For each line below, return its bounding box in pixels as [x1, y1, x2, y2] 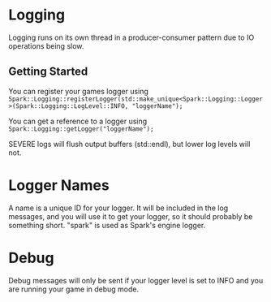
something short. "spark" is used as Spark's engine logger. [8, 220, 206, 230]
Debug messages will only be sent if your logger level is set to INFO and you [8, 275, 264, 285]
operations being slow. [8, 41, 84, 50]
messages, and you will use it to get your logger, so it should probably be [8, 211, 253, 221]
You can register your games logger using [8, 86, 148, 96]
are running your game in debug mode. [8, 284, 140, 294]
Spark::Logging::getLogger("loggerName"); [8, 124, 154, 133]
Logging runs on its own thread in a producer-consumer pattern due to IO [8, 32, 255, 42]
